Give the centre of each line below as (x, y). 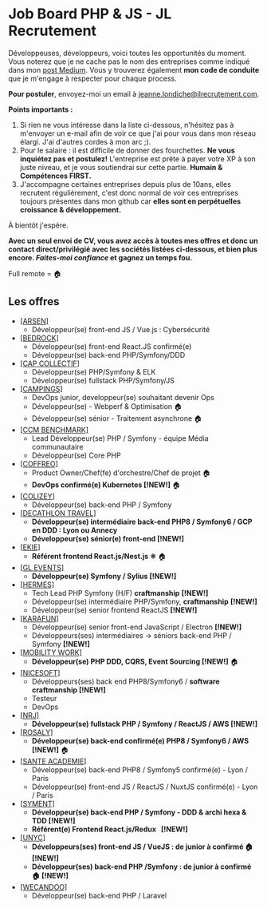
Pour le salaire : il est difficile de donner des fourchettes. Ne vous (127, 150)
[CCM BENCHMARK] (54, 430)
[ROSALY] (36, 732)
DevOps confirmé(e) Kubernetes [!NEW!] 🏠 (106, 485)
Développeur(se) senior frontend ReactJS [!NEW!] (114, 610)
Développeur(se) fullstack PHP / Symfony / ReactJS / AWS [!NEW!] (145, 724)
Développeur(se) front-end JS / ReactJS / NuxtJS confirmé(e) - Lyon (145, 787)
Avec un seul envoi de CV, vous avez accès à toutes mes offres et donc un (133, 240)
